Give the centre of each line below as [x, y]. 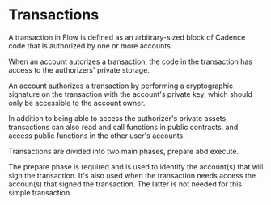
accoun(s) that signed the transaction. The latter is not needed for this [125, 184]
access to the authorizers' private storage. [79, 69]
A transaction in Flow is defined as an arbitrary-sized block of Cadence [127, 37]
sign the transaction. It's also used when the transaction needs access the [132, 175]
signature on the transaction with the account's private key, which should [131, 94]
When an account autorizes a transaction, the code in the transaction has [131, 61]
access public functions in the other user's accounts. [97, 136]
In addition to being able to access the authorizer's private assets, [118, 118]
